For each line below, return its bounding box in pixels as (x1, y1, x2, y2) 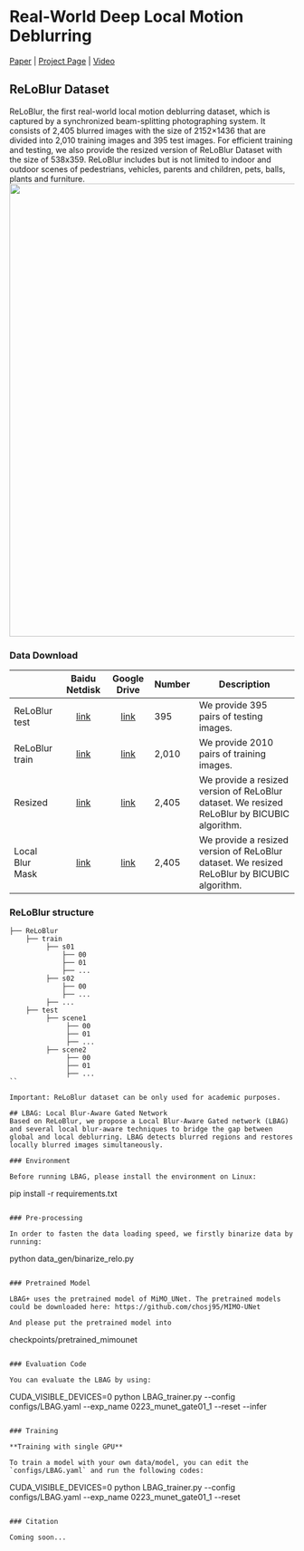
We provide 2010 (198, 737, 274, 749)
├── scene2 (45, 1045, 88, 1055)
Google (112, 672, 145, 685)
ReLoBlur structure (9, 906, 95, 919)
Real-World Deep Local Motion (9, 6, 244, 27)
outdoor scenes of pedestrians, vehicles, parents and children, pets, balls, (9, 163, 286, 174)
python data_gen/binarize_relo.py (9, 1253, 134, 1265)
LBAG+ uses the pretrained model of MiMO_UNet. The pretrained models (9, 1295, 281, 1304)
